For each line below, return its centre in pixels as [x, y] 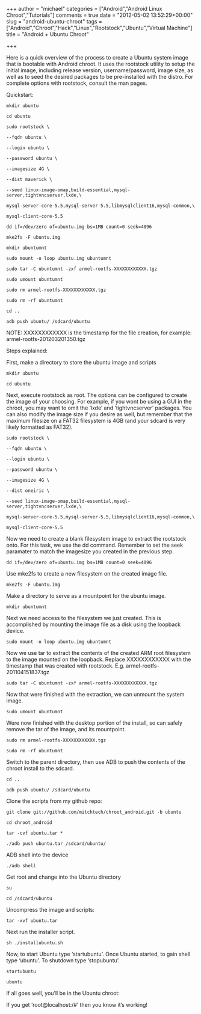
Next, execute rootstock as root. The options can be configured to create [97, 395]
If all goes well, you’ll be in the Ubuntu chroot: [63, 993]
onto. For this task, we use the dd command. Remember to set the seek [95, 545]
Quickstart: [20, 95]
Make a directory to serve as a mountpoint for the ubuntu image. [86, 596]
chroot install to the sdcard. [40, 768]
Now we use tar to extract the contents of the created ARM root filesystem [98, 653]
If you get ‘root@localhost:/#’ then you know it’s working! [77, 1005]
